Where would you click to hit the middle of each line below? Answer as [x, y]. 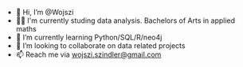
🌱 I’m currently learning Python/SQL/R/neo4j [89, 37]
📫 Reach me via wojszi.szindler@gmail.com [88, 54]
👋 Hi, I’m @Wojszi [45, 12]
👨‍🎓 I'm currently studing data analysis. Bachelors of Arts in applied [125, 20]
